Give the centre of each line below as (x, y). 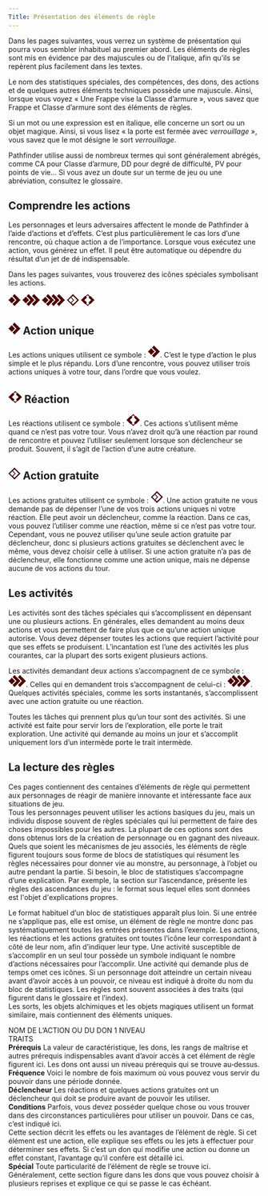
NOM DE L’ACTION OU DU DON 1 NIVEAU (77, 1030)
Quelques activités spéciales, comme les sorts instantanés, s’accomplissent (133, 693)
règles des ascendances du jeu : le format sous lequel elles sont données (129, 889)
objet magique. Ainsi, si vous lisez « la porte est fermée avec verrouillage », (133, 131)
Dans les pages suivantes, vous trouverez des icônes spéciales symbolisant (133, 274)
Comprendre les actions (69, 206)
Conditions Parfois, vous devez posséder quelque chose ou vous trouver (129, 1106)
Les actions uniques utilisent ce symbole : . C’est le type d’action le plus (132, 355)
